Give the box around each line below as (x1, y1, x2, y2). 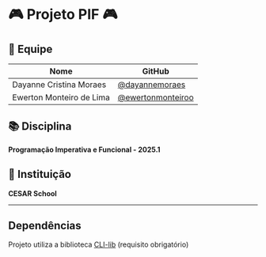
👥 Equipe (8, 42, 53, 55)
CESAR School (8, 188, 57, 198)
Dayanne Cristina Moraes (12, 79, 107, 90)
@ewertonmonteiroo (117, 92, 194, 103)
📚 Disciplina (8, 119, 72, 134)
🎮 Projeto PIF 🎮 (8, 6, 118, 24)
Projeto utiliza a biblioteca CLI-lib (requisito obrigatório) (8, 240, 189, 249)
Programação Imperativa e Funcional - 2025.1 (8, 145, 161, 154)
